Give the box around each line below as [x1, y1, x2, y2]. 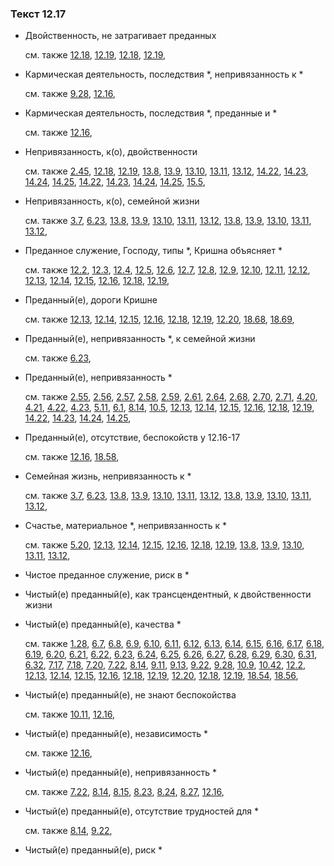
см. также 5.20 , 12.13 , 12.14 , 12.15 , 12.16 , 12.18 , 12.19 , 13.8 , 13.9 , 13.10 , [24, 539, 305, 551]
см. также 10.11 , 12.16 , [24, 708, 116, 721]
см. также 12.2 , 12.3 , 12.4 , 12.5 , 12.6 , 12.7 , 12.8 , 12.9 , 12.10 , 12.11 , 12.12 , [24, 264, 311, 276]
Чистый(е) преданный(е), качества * [24, 618, 182, 631]
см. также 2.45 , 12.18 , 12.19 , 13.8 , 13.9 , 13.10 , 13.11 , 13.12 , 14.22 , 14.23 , [24, 165, 309, 177]
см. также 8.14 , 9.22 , [24, 825, 113, 837]
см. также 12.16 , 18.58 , [24, 451, 120, 463]
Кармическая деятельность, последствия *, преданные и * [24, 107, 278, 119]
